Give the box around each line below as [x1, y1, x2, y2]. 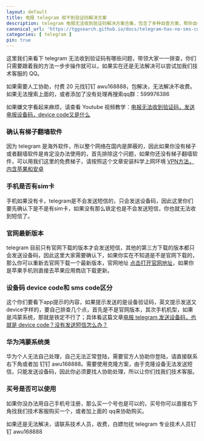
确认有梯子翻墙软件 [6, 127, 63, 136]
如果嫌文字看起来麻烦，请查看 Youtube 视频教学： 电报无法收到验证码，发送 [6, 103, 195, 110]
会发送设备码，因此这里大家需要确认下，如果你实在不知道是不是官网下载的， [6, 251, 198, 259]
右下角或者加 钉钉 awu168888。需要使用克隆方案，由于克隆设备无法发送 [6, 360, 188, 368]
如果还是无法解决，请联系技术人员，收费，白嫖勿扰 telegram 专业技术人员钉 [6, 420, 197, 428]
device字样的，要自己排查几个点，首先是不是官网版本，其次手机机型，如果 [6, 306, 193, 313]
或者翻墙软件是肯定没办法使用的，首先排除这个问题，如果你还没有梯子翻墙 [6, 150, 192, 158]
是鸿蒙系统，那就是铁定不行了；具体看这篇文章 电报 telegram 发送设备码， [6, 314, 191, 321]
